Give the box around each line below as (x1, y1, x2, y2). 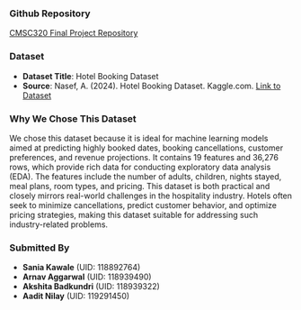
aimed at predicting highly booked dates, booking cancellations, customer (9, 142, 284, 153)
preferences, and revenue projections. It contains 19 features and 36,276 (9, 151, 279, 162)
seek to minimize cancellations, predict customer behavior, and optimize (9, 199, 277, 210)
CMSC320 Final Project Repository (9, 28, 138, 39)
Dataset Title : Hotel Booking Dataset (22, 70, 159, 81)
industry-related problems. (9, 219, 109, 230)
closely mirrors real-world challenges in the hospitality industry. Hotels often (9, 190, 293, 201)
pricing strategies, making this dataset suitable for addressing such (9, 209, 259, 220)
